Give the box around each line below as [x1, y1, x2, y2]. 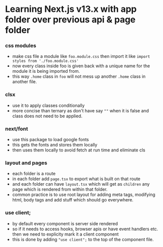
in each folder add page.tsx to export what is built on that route [12, 176, 141, 182]
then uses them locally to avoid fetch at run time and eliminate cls [12, 147, 145, 153]
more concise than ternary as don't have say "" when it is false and [12, 107, 149, 113]
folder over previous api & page [5, 14, 136, 25]
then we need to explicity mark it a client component [12, 231, 119, 237]
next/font [5, 125, 29, 132]
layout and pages [5, 159, 48, 166]
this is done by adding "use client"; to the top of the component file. [12, 236, 154, 242]
